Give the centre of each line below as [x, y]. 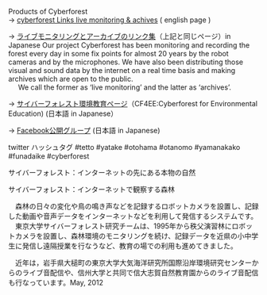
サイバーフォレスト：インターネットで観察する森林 [91, 189]
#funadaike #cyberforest [49, 156]
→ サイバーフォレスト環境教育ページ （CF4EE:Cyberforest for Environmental [133, 103]
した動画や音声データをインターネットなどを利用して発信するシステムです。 [133, 216]
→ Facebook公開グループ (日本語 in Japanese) [84, 130]
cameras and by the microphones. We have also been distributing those [126, 62]
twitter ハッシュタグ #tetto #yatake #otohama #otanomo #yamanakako [124, 147]
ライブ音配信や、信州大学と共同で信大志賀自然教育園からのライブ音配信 [140, 272]
